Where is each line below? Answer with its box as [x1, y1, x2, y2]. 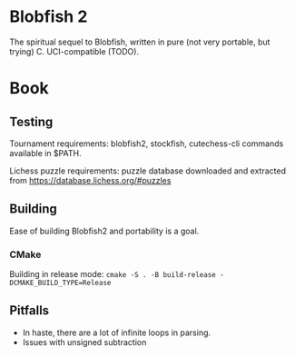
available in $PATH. [9, 147, 82, 158]
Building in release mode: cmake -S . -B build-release [9, 269, 216, 280]
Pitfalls [9, 302, 50, 319]
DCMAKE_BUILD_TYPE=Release [9, 279, 112, 288]
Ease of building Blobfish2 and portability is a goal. [9, 225, 200, 236]
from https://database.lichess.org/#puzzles [9, 174, 172, 185]
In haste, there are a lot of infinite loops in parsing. [22, 327, 211, 338]
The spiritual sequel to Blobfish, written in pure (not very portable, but [9, 36, 270, 47]
